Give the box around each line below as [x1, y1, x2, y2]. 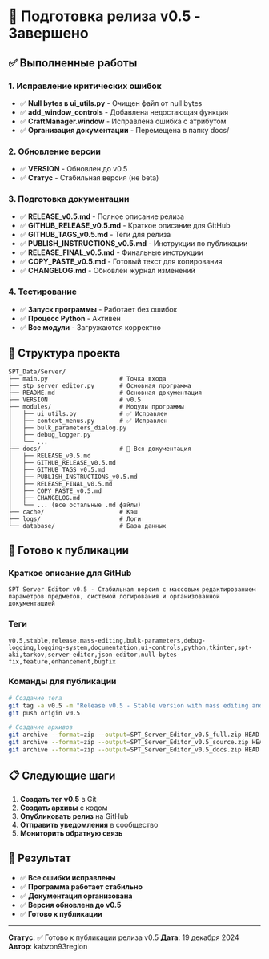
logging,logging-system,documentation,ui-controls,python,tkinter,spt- [8, 643, 252, 651]
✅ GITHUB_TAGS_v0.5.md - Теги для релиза [19, 230, 171, 240]
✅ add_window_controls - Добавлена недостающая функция [19, 107, 229, 117]
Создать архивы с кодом [19, 803, 108, 812]
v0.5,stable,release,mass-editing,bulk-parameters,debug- [8, 636, 206, 644]
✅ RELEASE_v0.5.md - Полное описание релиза [19, 212, 185, 221]
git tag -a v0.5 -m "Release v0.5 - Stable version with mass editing [8, 701, 249, 710]
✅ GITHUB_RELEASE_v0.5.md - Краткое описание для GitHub [19, 220, 231, 231]
